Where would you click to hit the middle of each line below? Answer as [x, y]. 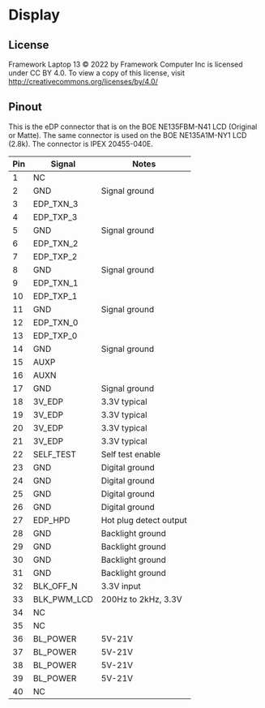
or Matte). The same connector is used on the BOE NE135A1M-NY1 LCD [128, 135]
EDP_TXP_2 [55, 256]
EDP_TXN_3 [56, 204]
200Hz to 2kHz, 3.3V [141, 599]
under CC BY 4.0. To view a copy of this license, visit [96, 73]
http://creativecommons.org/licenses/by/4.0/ [83, 82]
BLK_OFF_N [56, 586]
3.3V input [121, 586]
